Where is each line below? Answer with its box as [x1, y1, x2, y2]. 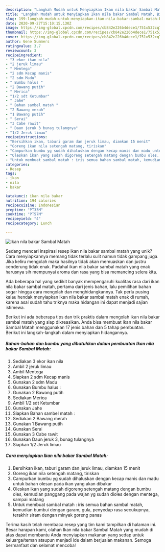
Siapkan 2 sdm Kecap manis [12, 374, 70, 380]
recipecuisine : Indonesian [5, 203, 61, 208]
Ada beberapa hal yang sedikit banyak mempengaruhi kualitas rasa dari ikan [5, 278, 160, 284]
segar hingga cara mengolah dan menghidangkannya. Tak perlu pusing [5, 288, 149, 294]
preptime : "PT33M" [5, 207, 43, 212]
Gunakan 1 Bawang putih [12, 421, 63, 427]
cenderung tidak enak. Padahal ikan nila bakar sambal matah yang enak [5, 264, 151, 269]
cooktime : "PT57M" [5, 212, 43, 217]
